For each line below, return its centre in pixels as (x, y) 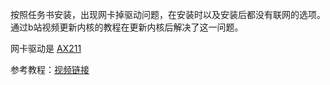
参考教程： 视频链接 (50, 69)
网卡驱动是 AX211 (46, 48)
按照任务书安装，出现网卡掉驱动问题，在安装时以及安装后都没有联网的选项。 (168, 14)
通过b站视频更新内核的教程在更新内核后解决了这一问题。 (127, 27)
